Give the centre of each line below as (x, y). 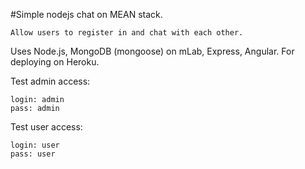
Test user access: (46, 127)
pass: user (33, 154)
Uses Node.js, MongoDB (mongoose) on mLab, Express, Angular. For (152, 51)
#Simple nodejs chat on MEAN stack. (86, 14)
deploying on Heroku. (55, 62)
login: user (35, 145)
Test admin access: (50, 81)
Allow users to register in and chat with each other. (127, 33)
